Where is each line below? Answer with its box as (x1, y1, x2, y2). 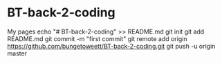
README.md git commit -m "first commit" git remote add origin (7, 34, 187, 42)
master (7, 49, 28, 58)
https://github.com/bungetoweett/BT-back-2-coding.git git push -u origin (7, 42, 216, 50)
